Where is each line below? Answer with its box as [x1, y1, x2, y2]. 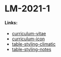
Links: [4, 19, 18, 25]
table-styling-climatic [11, 41, 56, 47]
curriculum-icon [11, 36, 45, 42]
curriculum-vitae [11, 31, 46, 37]
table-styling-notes [11, 47, 52, 53]
